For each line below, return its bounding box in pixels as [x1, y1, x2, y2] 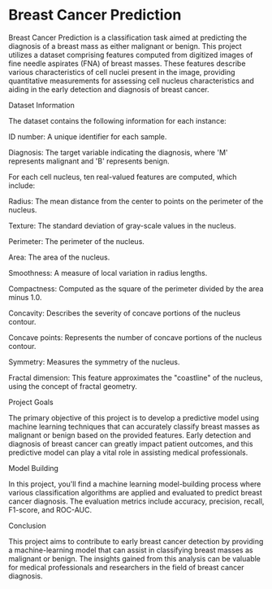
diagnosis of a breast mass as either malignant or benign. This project [8, 41, 242, 50]
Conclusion [8, 521, 47, 530]
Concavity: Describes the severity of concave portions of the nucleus [8, 308, 241, 318]
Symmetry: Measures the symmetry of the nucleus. [8, 356, 180, 367]
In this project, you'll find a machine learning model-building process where [8, 478, 261, 489]
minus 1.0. [8, 292, 42, 302]
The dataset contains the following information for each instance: [8, 116, 227, 125]
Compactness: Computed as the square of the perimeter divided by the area [8, 283, 264, 294]
